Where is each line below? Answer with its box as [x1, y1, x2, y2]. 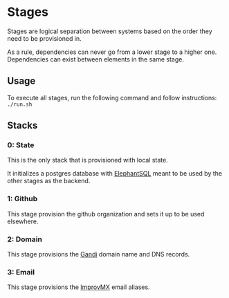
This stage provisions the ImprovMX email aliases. [7, 283, 150, 291]
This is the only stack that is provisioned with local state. [7, 156, 168, 165]
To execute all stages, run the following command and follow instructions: [7, 93, 217, 102]
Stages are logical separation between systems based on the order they [7, 27, 212, 35]
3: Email [7, 267, 35, 277]
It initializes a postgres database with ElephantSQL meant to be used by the [7, 169, 223, 178]
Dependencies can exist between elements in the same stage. [7, 55, 185, 63]
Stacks [7, 120, 38, 131]
